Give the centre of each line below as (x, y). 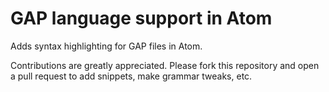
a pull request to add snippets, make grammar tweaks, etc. (131, 76)
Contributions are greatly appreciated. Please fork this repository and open (165, 65)
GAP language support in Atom (141, 18)
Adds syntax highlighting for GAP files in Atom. (106, 46)
